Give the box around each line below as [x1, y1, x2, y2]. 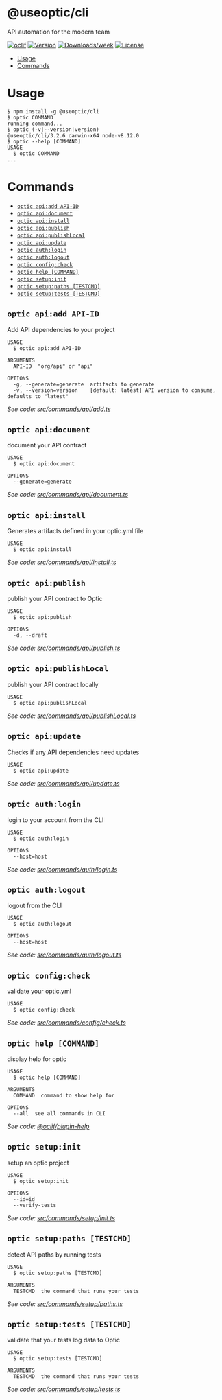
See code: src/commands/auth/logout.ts [7, 950, 122, 959]
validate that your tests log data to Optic [7, 1336, 121, 1344]
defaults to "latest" [7, 393, 69, 399]
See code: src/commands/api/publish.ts [7, 644, 121, 653]
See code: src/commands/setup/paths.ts [7, 1299, 123, 1308]
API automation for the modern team [7, 27, 110, 36]
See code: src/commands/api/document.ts [7, 491, 129, 499]
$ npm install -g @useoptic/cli [7, 108, 99, 115]
